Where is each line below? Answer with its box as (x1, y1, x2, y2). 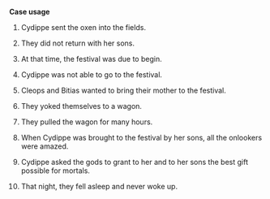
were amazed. (20, 141, 69, 151)
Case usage (9, 7, 50, 16)
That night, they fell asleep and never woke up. (20, 182, 178, 191)
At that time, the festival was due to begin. (20, 54, 162, 63)
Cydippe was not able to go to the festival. (20, 70, 163, 80)
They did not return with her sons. (20, 38, 135, 48)
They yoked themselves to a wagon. (20, 102, 143, 110)
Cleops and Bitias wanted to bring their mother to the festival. (20, 85, 226, 95)
